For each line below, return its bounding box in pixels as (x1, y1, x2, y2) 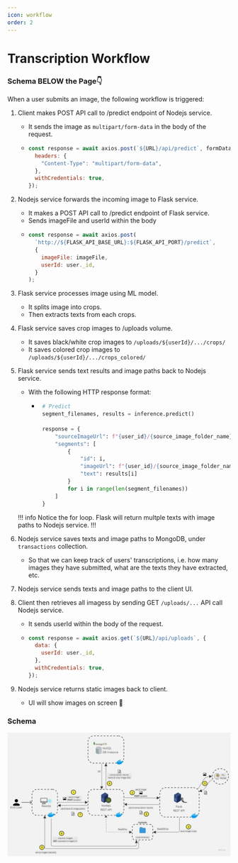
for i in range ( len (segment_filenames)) (67, 485, 188, 492)
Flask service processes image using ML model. (17, 289, 159, 298)
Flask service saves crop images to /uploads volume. (17, 324, 173, 333)
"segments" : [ (55, 440, 97, 447)
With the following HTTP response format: (28, 388, 152, 396)
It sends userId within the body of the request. (28, 619, 164, 628)
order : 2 (7, 18, 33, 26)
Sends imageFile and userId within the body (28, 216, 157, 225)
